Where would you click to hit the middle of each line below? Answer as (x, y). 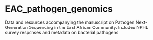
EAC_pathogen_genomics (59, 9)
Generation (16, 27)
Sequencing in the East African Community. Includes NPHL (89, 27)
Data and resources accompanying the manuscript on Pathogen (70, 22)
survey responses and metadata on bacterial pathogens (62, 32)
